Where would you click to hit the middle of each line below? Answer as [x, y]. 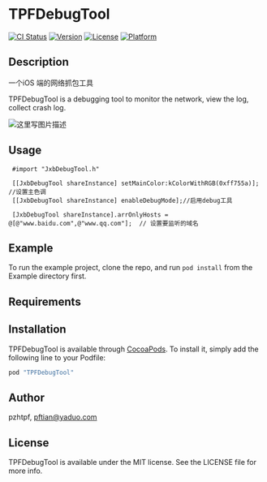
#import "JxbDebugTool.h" [56, 169]
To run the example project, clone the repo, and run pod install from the [131, 268]
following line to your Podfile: [57, 357]
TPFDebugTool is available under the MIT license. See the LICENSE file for [133, 463]
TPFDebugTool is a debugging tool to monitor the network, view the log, [129, 99]
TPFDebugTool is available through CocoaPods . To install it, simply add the [133, 349]
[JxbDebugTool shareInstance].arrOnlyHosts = [90, 215]
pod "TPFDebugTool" [41, 372]
